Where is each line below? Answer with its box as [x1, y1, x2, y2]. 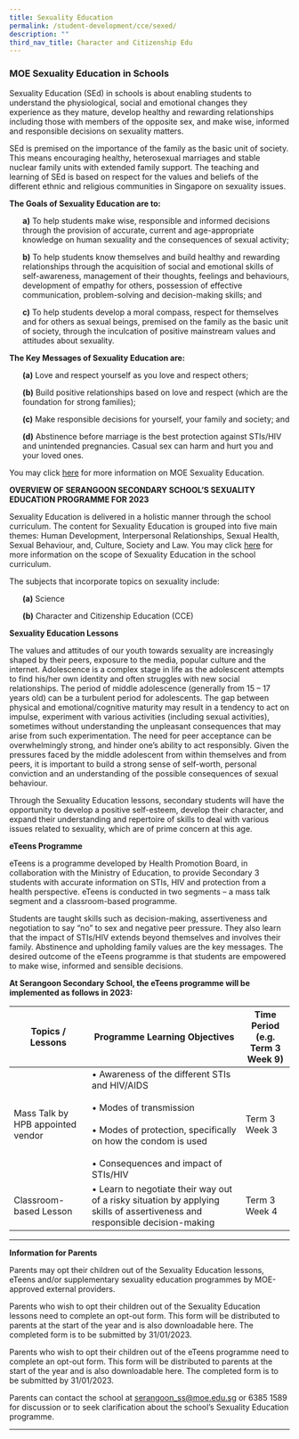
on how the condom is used [92, 1134, 207, 1147]
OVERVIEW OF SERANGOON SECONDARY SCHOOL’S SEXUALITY [9, 484, 255, 495]
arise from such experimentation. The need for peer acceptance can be [9, 730, 272, 741]
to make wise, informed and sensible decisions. [9, 960, 184, 971]
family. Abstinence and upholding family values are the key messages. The [9, 942, 284, 952]
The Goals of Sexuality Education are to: [9, 198, 161, 209]
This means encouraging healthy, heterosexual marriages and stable [9, 152, 261, 163]
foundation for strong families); [21, 396, 136, 407]
